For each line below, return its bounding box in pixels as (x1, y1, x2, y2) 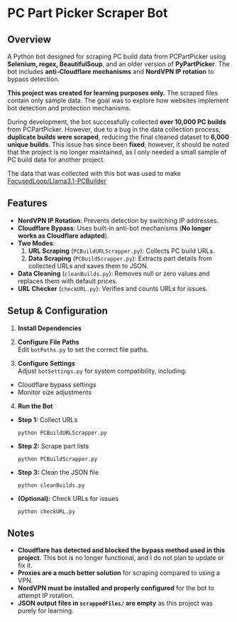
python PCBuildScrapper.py (17, 455, 98, 463)
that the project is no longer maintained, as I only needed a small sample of (7, 148, 227, 156)
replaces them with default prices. (17, 276, 118, 285)
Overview (7, 33, 52, 46)
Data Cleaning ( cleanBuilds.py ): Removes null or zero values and (17, 269, 210, 278)
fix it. (17, 561, 33, 570)
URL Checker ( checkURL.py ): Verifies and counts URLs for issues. (17, 284, 208, 292)
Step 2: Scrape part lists (17, 441, 89, 450)
